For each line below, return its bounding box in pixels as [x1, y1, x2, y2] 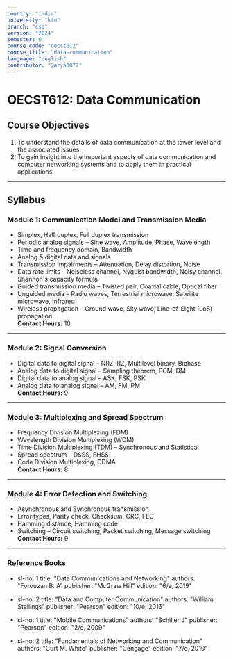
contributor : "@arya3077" [7, 62, 82, 69]
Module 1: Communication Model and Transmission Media [7, 215, 207, 225]
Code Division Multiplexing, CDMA [17, 457, 116, 466]
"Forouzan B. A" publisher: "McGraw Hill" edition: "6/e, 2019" [17, 581, 192, 589]
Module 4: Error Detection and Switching [7, 489, 148, 498]
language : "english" [7, 56, 67, 63]
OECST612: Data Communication [7, 92, 201, 108]
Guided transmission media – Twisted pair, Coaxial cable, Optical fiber [17, 282, 218, 291]
